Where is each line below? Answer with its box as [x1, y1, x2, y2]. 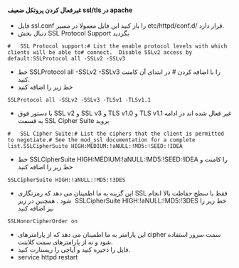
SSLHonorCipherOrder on [7, 218, 78, 225]
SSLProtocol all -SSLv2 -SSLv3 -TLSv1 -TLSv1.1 [7, 97, 152, 104]
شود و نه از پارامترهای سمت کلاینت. [17, 238, 113, 247]
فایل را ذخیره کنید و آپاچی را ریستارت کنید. [17, 245, 130, 254]
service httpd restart [17, 253, 78, 262]
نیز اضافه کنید [17, 204, 55, 213]
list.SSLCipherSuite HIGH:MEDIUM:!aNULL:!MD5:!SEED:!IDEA [7, 143, 183, 150]
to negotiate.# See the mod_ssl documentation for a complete [7, 136, 196, 144]
